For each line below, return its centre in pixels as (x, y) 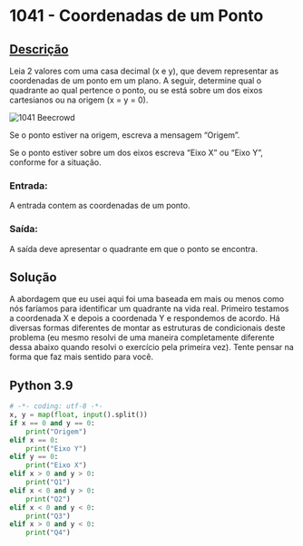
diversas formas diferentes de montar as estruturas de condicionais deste (147, 328)
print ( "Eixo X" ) (57, 465)
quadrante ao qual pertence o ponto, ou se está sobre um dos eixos (136, 90)
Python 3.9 (41, 385)
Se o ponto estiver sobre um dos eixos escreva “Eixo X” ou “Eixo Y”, (136, 152)
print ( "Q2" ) (48, 499)
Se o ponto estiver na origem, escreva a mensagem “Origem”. (125, 135)
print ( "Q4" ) (48, 533)
